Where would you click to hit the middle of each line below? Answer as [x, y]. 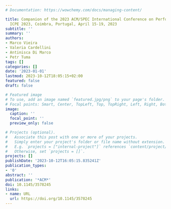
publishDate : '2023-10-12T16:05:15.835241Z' [53, 161]
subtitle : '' [19, 29]
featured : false [22, 81]
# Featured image [24, 95]
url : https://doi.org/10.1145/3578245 [51, 199]
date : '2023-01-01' [26, 71]
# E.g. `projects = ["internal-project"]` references [66, 147]
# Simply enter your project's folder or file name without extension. [85, 142]
